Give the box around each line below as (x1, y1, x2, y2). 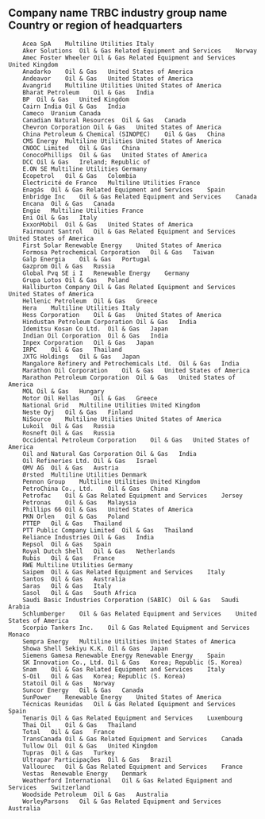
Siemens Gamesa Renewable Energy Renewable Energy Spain (22, 651, 225, 659)
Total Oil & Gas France (22, 728, 115, 736)
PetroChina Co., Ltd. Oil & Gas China (22, 485, 169, 493)
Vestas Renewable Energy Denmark (22, 770, 148, 778)
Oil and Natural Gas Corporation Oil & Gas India (22, 450, 197, 458)
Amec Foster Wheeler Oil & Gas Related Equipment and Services (22, 53, 236, 62)
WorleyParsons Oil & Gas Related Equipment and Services (22, 798, 222, 805)
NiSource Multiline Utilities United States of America (22, 415, 222, 423)
